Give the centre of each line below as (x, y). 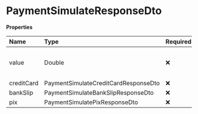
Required (178, 41)
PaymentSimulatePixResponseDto (91, 102)
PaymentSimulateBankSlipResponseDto (99, 92)
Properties (19, 27)
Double (54, 62)
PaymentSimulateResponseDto (84, 11)
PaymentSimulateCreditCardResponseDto (102, 83)
